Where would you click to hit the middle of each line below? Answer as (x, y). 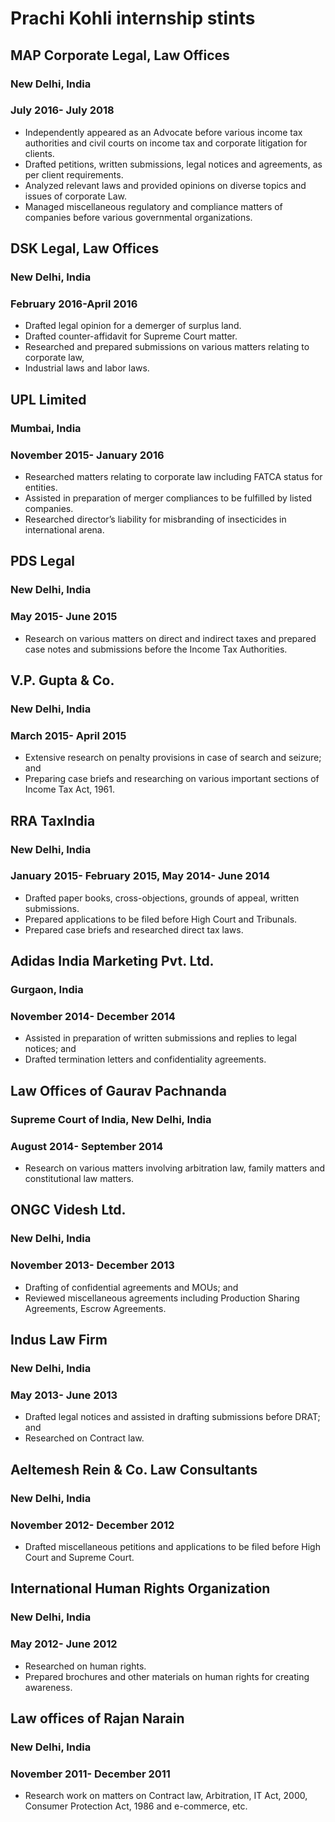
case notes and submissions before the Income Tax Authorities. (156, 649)
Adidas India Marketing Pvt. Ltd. (112, 961)
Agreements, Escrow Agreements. (95, 1308)
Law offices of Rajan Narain (97, 1718)
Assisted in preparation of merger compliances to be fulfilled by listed (168, 498)
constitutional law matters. (79, 1179)
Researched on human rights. (85, 1666)
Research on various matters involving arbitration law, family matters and (175, 1168)
